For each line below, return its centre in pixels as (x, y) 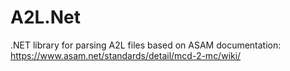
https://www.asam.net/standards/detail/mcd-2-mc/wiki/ (126, 55)
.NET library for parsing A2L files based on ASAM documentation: (146, 45)
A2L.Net (45, 17)
